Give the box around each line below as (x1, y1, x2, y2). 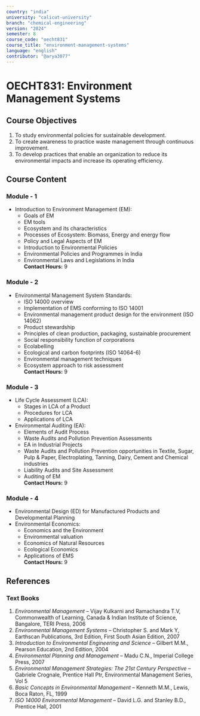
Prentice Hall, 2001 (14, 703, 61, 710)
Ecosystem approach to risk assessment (23, 362, 124, 369)
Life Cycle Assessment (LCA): (14, 396, 88, 403)
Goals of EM (23, 212, 54, 219)
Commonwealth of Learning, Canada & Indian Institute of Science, (14, 614, 177, 621)
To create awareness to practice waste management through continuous (14, 138, 194, 145)
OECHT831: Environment (6, 79, 133, 93)
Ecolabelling (23, 342, 54, 350)
